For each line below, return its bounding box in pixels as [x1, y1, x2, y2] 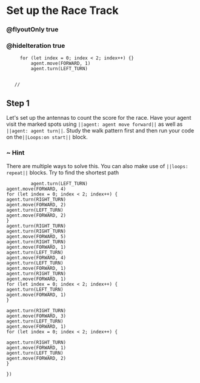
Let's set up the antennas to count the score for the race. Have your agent [6, 114, 192, 122]
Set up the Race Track [6, 4, 119, 18]
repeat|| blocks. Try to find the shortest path [6, 169, 119, 176]
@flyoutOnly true [6, 25, 59, 34]
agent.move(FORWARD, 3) [6, 313, 67, 319]
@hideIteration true [6, 42, 65, 50]
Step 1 [6, 98, 30, 108]
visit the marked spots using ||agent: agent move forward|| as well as [6, 120, 183, 128]
